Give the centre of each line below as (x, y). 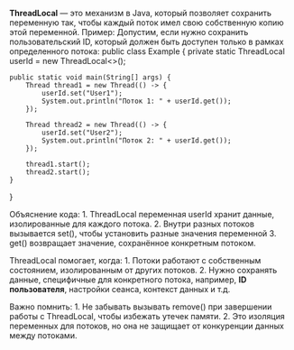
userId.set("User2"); (83, 133)
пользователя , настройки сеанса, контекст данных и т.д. (120, 289)
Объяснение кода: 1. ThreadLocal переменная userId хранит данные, (142, 214)
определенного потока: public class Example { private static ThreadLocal (147, 51)
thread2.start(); (58, 172)
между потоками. (43, 336)
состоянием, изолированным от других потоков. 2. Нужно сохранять (143, 270)
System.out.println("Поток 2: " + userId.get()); (137, 141)
